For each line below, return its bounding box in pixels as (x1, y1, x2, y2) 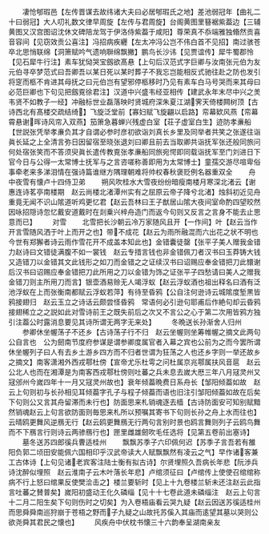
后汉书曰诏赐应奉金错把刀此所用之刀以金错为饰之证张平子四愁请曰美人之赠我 (8, 267, 261, 276)
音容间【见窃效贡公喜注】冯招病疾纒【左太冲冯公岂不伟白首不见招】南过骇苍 (8, 37, 261, 46)
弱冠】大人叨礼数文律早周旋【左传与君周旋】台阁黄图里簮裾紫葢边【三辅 (22, 17, 261, 26)
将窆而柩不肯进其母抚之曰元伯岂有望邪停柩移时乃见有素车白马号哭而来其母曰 (8, 77, 261, 86)
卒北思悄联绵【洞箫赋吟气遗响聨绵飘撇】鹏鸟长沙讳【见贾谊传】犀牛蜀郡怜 (8, 47, 254, 56)
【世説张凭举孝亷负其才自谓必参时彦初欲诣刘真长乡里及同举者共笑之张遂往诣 (8, 127, 261, 136)
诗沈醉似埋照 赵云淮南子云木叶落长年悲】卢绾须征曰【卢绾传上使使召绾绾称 (8, 468, 261, 476)
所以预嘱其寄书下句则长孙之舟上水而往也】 (119, 408, 261, 416)
